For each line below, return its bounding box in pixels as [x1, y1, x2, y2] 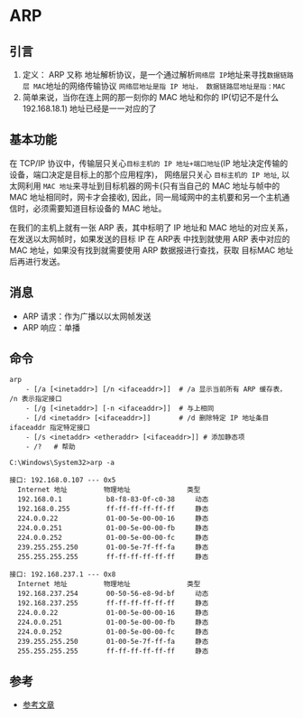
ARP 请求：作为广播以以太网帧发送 [22, 311, 151, 322]
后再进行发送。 [9, 256, 65, 266]
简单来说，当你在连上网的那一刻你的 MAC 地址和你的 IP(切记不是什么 [22, 92, 280, 102]
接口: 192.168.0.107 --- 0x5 [9, 476, 116, 485]
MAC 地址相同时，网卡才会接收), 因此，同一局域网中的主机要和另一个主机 [9, 191, 282, 202]
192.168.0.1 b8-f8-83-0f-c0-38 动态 [17, 495, 209, 504]
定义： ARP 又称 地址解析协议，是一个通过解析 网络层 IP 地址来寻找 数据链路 [22, 70, 294, 79]
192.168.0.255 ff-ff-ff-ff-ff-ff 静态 [17, 505, 209, 514]
